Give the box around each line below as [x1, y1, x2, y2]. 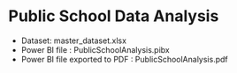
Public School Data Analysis [8, 6, 219, 26]
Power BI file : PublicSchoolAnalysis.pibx [20, 44, 170, 55]
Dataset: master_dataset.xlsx [20, 35, 127, 46]
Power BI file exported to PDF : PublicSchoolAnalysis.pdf [20, 54, 229, 64]
